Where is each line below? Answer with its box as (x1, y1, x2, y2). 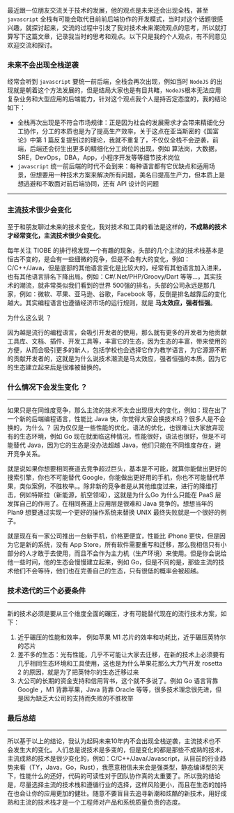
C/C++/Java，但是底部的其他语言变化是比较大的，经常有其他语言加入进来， (7, 263, 225, 272)
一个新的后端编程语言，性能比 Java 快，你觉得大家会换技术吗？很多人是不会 (7, 414, 226, 423)
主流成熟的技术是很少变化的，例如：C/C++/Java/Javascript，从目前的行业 (7, 754, 221, 763)
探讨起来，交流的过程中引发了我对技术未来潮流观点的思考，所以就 (31, 24, 221, 31)
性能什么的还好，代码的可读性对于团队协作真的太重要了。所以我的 (19, 772, 209, 780)
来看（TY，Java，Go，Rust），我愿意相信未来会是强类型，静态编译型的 (13, 763, 218, 772)
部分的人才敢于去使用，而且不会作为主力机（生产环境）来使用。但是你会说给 (7, 549, 227, 557)
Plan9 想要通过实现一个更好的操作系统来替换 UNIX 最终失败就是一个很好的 (7, 508, 221, 516)
